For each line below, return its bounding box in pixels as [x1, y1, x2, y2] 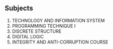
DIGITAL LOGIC [12, 33, 44, 39]
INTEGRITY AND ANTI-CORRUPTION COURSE [12, 39, 108, 45]
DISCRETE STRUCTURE [12, 28, 62, 34]
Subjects [5, 4, 33, 13]
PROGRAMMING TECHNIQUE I [12, 23, 76, 29]
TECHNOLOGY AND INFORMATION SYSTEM [12, 17, 105, 23]
